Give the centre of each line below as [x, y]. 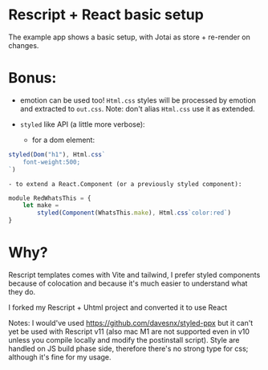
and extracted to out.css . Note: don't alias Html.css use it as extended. [137, 108]
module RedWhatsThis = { [50, 198]
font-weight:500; [52, 162]
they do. [22, 291]
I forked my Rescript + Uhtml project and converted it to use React [118, 307]
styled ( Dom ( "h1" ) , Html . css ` [57, 154]
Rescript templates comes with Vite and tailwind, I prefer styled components [134, 274]
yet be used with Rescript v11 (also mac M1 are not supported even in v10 [129, 331]
